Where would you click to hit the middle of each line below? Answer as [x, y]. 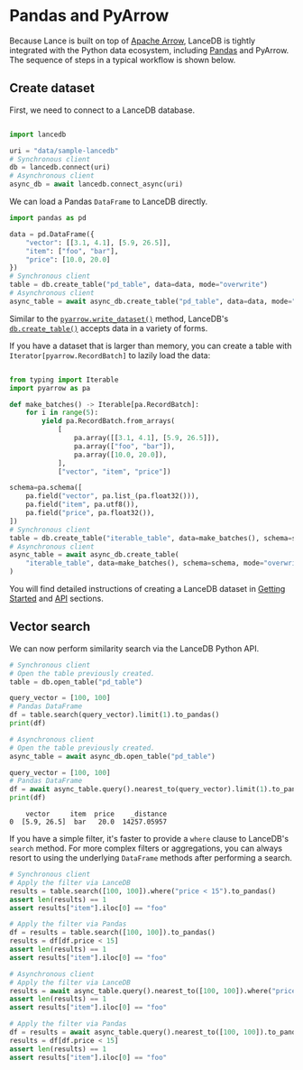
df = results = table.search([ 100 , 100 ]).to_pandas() [113, 933]
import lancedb [38, 134]
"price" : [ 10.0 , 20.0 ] [68, 259]
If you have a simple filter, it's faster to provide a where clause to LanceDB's [149, 839]
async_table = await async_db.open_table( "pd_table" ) [113, 756]
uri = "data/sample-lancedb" [64, 151]
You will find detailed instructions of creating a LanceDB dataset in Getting [147, 589]
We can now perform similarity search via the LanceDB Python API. [134, 648]
